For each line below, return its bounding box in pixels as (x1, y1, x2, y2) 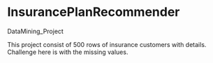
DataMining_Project (7, 27, 64, 35)
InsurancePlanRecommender (7, 4, 180, 20)
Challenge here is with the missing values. (7, 48, 128, 56)
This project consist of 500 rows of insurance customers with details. (7, 40, 207, 48)
